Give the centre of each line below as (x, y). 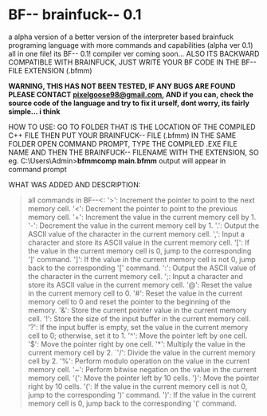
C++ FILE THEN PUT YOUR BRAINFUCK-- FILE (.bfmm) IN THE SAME (122, 135)
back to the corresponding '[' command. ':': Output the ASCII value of (142, 268)
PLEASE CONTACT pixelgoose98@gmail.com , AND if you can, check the (131, 94)
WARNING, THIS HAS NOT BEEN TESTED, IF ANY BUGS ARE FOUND (122, 86)
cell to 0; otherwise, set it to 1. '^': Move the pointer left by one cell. (137, 336)
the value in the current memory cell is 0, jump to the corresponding (139, 251)
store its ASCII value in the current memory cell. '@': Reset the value (140, 285)
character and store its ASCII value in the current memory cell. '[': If (138, 242)
